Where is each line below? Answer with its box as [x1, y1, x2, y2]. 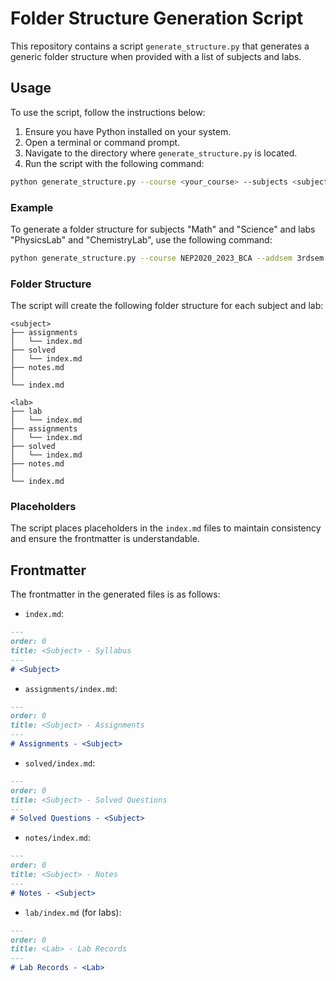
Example [10, 200, 54, 214]
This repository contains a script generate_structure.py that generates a [10, 40, 310, 52]
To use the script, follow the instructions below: [10, 106, 206, 118]
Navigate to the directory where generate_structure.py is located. [24, 147, 298, 159]
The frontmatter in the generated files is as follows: [10, 588, 221, 601]
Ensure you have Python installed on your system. [24, 125, 232, 137]
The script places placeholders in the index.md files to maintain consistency [10, 522, 322, 534]
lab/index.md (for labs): [24, 906, 122, 918]
